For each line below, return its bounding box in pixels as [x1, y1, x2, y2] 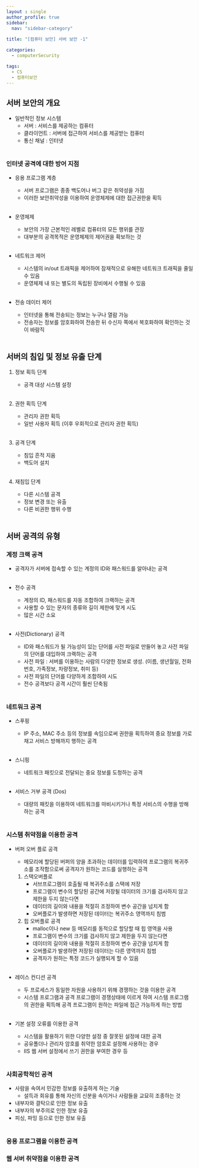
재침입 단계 [14, 478, 41, 485]
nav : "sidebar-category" [11, 25, 73, 32]
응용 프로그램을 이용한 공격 [6, 1136, 78, 1145]
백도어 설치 [23, 459, 49, 467]
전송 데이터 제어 [14, 298, 52, 306]
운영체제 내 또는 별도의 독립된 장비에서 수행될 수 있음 [23, 280, 146, 287]
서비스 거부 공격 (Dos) [14, 788, 67, 795]
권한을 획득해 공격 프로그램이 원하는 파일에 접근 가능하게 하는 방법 [30, 1001, 182, 1008]
